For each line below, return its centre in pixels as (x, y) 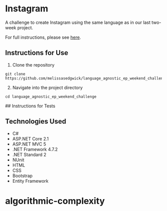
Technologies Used (36, 121)
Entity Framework (30, 181)
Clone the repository (33, 65)
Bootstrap (22, 176)
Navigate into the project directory (47, 87)
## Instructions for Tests (30, 106)
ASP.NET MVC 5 (29, 144)
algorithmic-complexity (55, 201)
